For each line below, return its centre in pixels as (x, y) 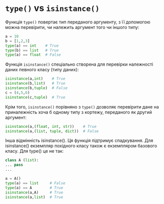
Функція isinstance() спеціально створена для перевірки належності (79, 64)
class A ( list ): (22, 160)
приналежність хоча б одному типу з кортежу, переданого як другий (79, 112)
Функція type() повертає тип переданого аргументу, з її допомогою (78, 22)
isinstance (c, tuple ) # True (35, 97)
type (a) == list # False (35, 183)
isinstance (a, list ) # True (34, 197)
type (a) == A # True (34, 188)
